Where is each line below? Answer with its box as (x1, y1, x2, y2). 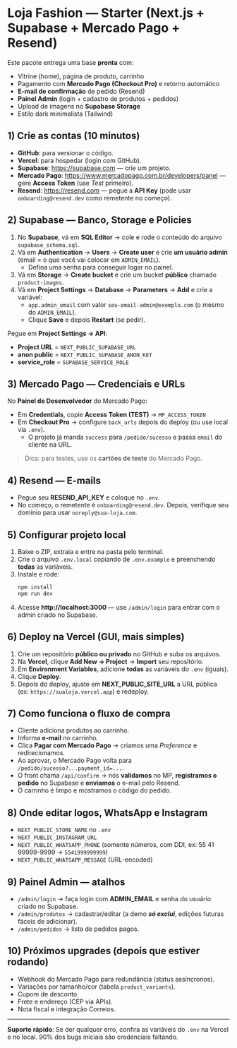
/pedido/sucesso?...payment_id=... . (17, 764, 125, 772)
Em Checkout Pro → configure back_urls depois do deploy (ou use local (17, 418, 228, 426)
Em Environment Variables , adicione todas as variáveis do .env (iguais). (17, 665, 229, 673)
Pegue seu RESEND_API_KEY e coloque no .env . (17, 493, 160, 502)
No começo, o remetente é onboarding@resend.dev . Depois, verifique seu (17, 501, 229, 510)
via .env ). (17, 426, 45, 434)
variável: (17, 293, 43, 301)
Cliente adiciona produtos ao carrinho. (17, 726, 129, 735)
